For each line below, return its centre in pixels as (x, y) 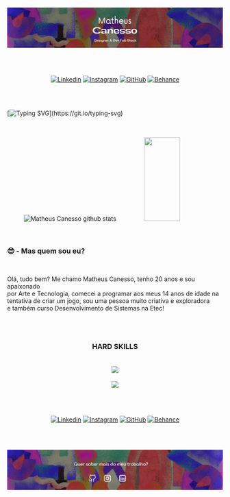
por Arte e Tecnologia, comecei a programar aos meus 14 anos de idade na (113, 294)
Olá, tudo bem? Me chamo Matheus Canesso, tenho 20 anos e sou (101, 279)
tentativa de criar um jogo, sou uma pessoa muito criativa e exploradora (108, 301)
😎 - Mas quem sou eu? (46, 251)
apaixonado (24, 287)
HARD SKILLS (115, 347)
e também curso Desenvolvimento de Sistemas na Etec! (86, 308)
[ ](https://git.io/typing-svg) (65, 113)
